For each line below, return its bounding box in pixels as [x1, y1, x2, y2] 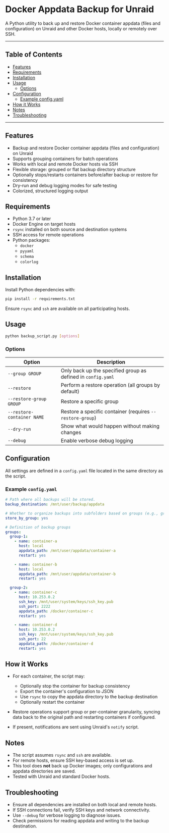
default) [60, 388, 79, 395]
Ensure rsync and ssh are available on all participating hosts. [5, 305, 130, 311]
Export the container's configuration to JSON [20, 688, 114, 695]
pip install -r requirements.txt [5, 296, 75, 301]
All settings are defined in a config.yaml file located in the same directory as [5, 467, 163, 474]
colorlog [20, 259, 39, 265]
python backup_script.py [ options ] [5, 333, 80, 339]
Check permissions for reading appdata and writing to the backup [12, 818, 149, 824]
